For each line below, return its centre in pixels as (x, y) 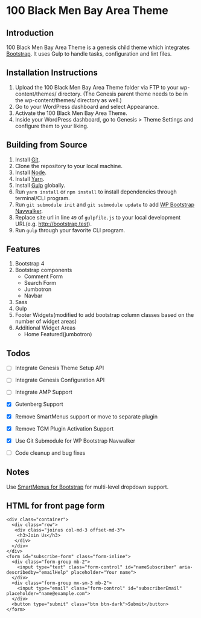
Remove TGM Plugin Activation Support (64, 428)
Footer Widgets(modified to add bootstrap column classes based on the (104, 315)
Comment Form (43, 276)
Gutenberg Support (39, 404)
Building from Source (47, 145)
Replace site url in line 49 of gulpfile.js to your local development (98, 217)
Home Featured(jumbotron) (58, 334)
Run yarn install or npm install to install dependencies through (96, 192)
